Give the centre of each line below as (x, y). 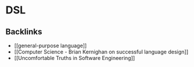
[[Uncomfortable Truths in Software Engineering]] (74, 58)
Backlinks (24, 32)
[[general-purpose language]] (50, 45)
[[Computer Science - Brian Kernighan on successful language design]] (101, 52)
